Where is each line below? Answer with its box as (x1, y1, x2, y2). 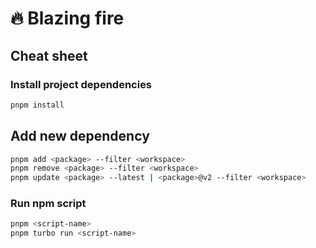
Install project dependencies (10, 77, 153, 91)
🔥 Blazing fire (10, 7, 125, 30)
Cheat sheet (10, 47, 88, 64)
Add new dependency (10, 128, 150, 145)
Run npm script (10, 197, 87, 211)
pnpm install (10, 100, 65, 110)
